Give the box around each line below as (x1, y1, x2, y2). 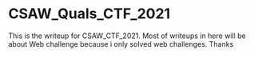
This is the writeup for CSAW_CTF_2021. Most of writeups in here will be (8, 31, 246, 40)
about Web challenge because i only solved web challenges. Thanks (8, 39, 234, 48)
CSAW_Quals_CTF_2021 (8, 5, 171, 23)
